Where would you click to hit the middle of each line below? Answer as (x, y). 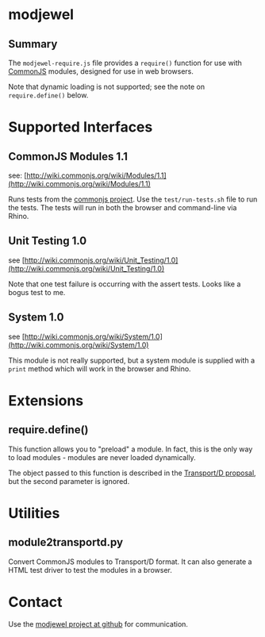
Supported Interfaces (81, 127)
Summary (33, 44)
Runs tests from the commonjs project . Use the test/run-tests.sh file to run (133, 199)
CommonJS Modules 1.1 (68, 156)
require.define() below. (48, 95)
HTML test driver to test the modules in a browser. (90, 570)
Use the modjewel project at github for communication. (98, 624)
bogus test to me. (37, 292)
